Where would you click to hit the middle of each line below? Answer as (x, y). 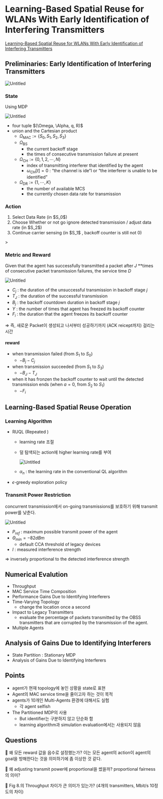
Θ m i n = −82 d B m (28, 538)
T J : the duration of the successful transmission (60, 297)
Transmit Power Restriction (38, 495)
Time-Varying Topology (36, 602)
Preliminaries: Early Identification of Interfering (78, 64)
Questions (21, 740)
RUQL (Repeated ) (30, 432)
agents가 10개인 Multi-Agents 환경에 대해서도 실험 (61, 700)
